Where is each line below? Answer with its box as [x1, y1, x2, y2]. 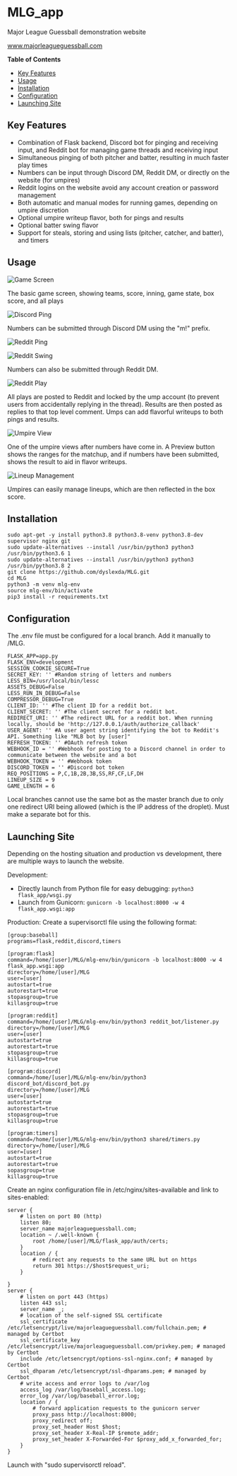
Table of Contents [7, 54, 61, 64]
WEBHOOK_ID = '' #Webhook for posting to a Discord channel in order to [7, 746, 226, 753]
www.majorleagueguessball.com [7, 41, 103, 50]
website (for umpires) [17, 175, 80, 184]
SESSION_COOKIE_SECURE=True [7, 665, 90, 672]
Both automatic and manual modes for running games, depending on [17, 198, 218, 207]
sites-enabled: [7, 1193, 49, 1201]
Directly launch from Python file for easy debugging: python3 [17, 884, 194, 892]
